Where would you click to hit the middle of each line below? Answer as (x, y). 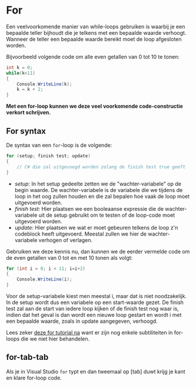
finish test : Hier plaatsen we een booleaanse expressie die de (89, 209)
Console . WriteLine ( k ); (44, 84)
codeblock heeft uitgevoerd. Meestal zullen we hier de (81, 234)
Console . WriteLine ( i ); (44, 279)
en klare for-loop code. (34, 378)
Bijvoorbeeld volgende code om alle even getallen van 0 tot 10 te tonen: (93, 57)
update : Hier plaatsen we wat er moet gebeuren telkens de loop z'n (96, 227)
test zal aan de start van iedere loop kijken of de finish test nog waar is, (93, 309)
